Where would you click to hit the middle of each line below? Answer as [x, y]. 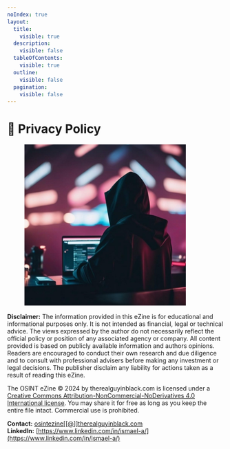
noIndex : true [28, 14]
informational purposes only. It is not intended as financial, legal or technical [115, 324]
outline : [26, 72]
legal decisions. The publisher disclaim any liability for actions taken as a [110, 368]
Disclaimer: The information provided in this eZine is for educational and [110, 317]
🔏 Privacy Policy [54, 129]
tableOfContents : [38, 58]
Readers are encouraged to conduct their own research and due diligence [112, 353]
